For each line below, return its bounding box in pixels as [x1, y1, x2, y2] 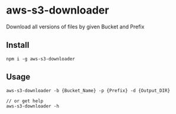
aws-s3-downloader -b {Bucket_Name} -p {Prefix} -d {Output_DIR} [6, 87, 170, 93]
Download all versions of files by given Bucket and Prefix [6, 23, 145, 30]
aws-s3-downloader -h [6, 103, 60, 109]
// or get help [6, 98, 44, 104]
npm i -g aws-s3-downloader [6, 56, 76, 62]
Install [6, 40, 30, 50]
